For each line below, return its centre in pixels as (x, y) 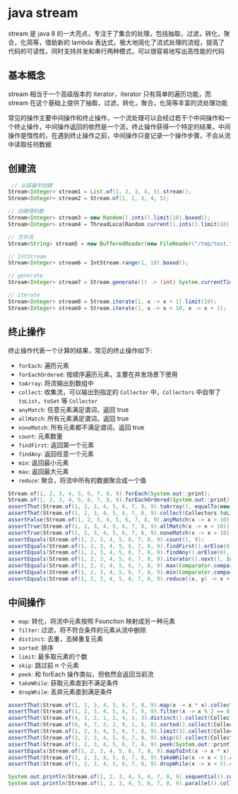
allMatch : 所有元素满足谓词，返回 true (73, 418)
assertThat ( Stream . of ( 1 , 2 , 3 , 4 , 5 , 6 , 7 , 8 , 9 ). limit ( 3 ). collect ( (111, 731)
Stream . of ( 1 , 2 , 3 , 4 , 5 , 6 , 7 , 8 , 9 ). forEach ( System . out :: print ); (109, 493)
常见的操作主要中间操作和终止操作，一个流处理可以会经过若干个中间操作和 (116, 117)
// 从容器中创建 (31, 185)
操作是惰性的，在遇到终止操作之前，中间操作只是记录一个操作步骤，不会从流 (119, 135)
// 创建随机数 (26, 211)
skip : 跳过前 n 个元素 (49, 665)
